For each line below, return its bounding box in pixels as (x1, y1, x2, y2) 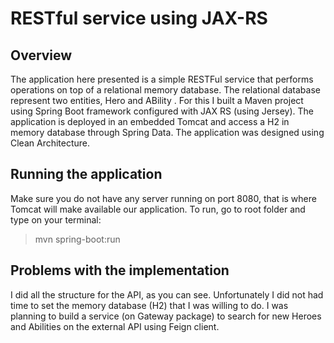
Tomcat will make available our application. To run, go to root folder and (10, 203, 306, 215)
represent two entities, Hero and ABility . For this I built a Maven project (10, 95, 304, 106)
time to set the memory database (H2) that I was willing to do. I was (10, 299, 289, 311)
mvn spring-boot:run (34, 233, 121, 245)
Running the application (10, 166, 163, 183)
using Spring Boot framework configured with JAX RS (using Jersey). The (10, 105, 314, 117)
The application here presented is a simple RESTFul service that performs (10, 73, 314, 85)
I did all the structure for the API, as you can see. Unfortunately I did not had (10, 288, 324, 301)
